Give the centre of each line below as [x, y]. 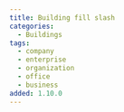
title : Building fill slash [62, 18]
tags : [19, 43]
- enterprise [42, 60]
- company [36, 51]
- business [38, 85]
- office [34, 77]
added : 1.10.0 [36, 93]
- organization [46, 69]
